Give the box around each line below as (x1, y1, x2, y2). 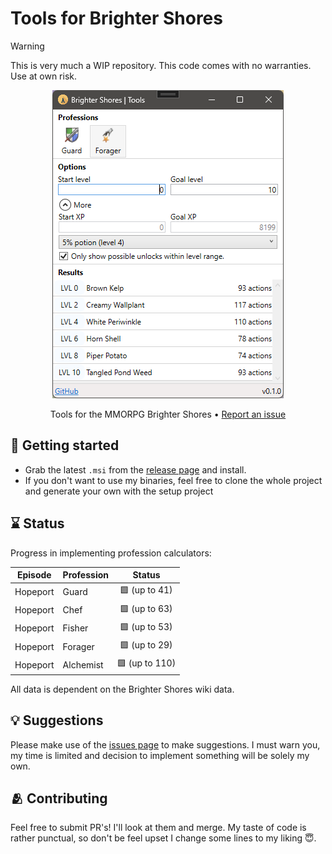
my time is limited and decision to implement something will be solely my (10, 749, 310, 761)
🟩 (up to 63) (119, 602, 173, 614)
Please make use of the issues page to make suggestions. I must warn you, (10, 738, 321, 751)
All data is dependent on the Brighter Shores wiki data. (10, 683, 235, 695)
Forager (62, 640, 95, 652)
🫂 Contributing (10, 790, 108, 807)
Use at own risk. (10, 70, 77, 82)
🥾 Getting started (10, 437, 120, 454)
